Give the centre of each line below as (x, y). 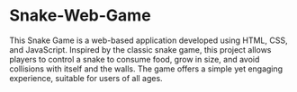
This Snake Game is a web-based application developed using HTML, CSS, (148, 40)
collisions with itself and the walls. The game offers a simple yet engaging (146, 69)
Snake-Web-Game (80, 16)
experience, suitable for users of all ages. (86, 78)
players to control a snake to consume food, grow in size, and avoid (135, 59)
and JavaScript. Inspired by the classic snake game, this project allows (140, 49)
